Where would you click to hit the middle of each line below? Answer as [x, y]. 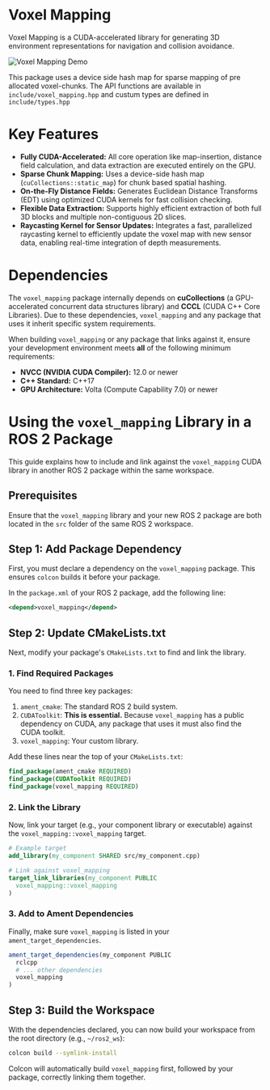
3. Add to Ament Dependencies [71, 914]
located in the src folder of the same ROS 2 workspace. [101, 524]
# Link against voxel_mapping [59, 871]
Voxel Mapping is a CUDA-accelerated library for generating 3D [114, 37]
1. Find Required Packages [61, 673]
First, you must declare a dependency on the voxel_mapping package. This [132, 569]
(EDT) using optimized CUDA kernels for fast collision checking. [126, 199]
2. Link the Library [44, 807]
